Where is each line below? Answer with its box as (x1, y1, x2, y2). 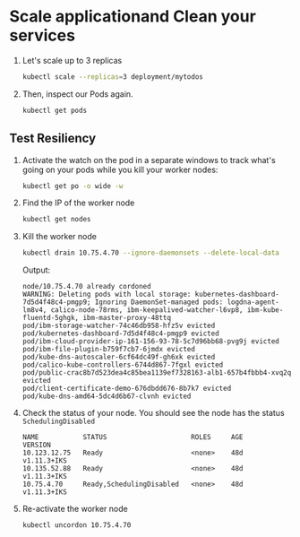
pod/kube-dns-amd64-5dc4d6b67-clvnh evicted (21, 392, 192, 401)
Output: (21, 264, 51, 275)
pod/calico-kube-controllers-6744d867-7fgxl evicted (21, 360, 224, 369)
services (9, 25, 76, 46)
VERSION (21, 441, 51, 450)
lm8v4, (21, 306, 47, 315)
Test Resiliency (9, 131, 97, 146)
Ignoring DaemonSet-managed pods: (94, 298, 224, 307)
